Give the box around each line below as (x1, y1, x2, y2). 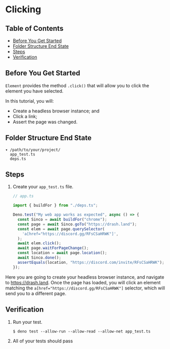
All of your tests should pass (12, 338, 73, 344)
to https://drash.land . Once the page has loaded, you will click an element (5, 279, 161, 285)
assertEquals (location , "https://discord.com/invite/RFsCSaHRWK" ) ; (17, 260, 165, 265)
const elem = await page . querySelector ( (17, 226, 105, 231)
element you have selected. (5, 88, 64, 94)
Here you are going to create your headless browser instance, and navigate (5, 274, 165, 280)
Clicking (5, 4, 41, 15)
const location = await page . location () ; (17, 250, 108, 256)
